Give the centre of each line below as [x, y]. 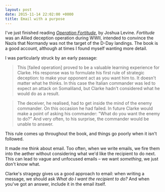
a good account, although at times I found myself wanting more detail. [76, 48]
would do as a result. [38, 94]
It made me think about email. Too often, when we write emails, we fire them [82, 149]
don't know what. [23, 164]
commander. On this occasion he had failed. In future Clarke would [85, 108]
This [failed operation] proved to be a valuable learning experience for [88, 67]
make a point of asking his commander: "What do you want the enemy [88, 114]
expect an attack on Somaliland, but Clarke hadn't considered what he [88, 89]
